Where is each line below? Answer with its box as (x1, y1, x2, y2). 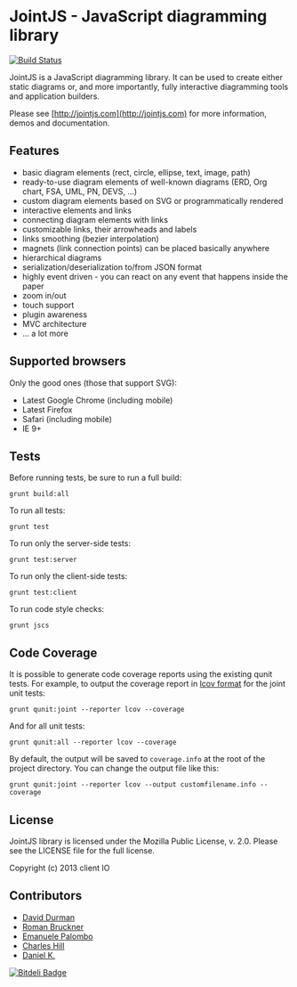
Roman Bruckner (21, 921, 84, 932)
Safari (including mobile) (21, 413, 113, 424)
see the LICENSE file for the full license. (9, 845, 156, 856)
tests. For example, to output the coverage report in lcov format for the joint (9, 679, 286, 689)
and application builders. (9, 91, 100, 102)
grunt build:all (9, 490, 69, 499)
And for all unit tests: (9, 721, 85, 731)
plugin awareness (21, 309, 87, 320)
